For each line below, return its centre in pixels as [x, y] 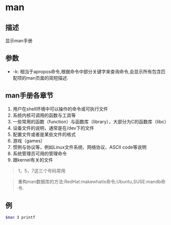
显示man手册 [19, 41]
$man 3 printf [20, 218]
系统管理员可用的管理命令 [40, 153]
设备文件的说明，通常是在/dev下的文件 [54, 128]
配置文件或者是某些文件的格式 [44, 134]
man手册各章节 [29, 96]
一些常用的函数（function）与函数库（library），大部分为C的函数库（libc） [91, 121]
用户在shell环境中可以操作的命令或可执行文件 [60, 109]
